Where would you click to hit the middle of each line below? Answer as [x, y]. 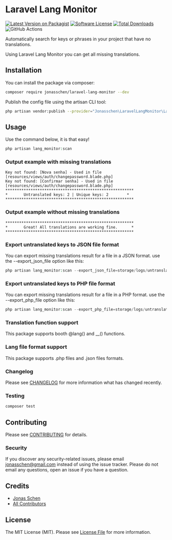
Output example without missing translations [62, 212]
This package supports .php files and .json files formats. [65, 358]
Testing [15, 396]
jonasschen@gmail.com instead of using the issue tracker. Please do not [82, 464]
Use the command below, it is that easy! [47, 140]
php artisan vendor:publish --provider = [49, 111]
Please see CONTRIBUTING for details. [47, 435]
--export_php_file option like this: [40, 300]
